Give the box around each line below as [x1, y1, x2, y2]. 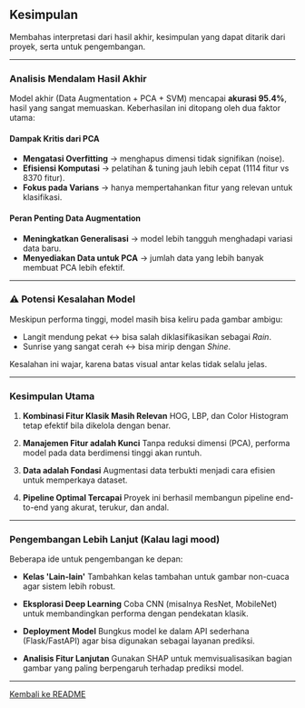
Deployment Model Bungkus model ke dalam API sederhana [22, 626, 250, 637]
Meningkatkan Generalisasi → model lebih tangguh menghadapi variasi [22, 233, 293, 244]
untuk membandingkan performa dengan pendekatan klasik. [22, 608, 249, 619]
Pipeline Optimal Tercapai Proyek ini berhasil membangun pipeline [22, 493, 274, 504]
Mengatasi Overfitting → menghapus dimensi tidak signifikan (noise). [22, 154, 285, 165]
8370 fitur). [22, 173, 65, 184]
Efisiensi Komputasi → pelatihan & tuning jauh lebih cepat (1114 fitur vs [22, 163, 290, 174]
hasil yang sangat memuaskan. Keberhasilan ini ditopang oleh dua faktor [9, 103, 281, 114]
